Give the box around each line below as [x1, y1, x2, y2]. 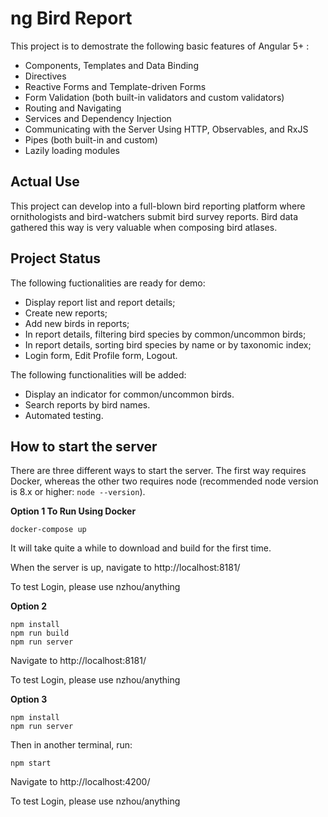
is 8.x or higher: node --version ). [10, 486, 146, 498]
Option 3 [10, 693, 48, 706]
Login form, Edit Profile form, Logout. [24, 349, 178, 361]
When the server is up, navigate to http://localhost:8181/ [10, 562, 241, 574]
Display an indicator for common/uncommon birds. [24, 388, 235, 400]
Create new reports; [24, 307, 108, 319]
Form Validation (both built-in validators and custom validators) [24, 91, 285, 103]
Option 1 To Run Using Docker [10, 505, 137, 517]
